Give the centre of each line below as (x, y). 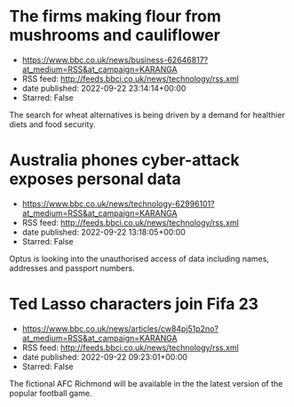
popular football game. (51, 393)
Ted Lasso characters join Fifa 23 (134, 304)
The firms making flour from (115, 16)
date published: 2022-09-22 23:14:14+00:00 (104, 88)
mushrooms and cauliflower (115, 35)
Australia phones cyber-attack (124, 160)
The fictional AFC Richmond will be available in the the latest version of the (146, 383)
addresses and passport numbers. (72, 267)
